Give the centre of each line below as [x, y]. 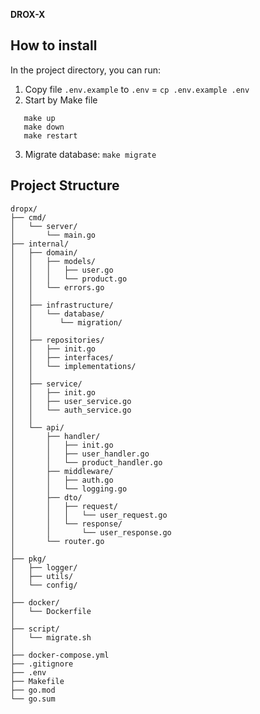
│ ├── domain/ [44, 252]
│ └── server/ [44, 226]
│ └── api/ [37, 427]
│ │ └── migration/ [66, 322]
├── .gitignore [42, 664]
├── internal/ [40, 244]
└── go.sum [33, 699]
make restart [50, 135]
